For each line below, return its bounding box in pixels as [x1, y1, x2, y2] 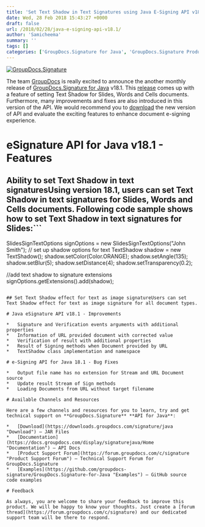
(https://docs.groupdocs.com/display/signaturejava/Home [6, 439, 154, 445]
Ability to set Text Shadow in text [6, 175, 134, 186]
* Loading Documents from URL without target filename [6, 385, 154, 392]
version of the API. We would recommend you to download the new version [6, 104, 196, 111]
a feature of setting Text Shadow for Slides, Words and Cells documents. [6, 90, 189, 98]
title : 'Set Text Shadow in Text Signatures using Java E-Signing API [6, 9, 190, 15]
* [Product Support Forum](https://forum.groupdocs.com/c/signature [6, 450, 190, 457]
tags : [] [6, 44, 29, 50]
